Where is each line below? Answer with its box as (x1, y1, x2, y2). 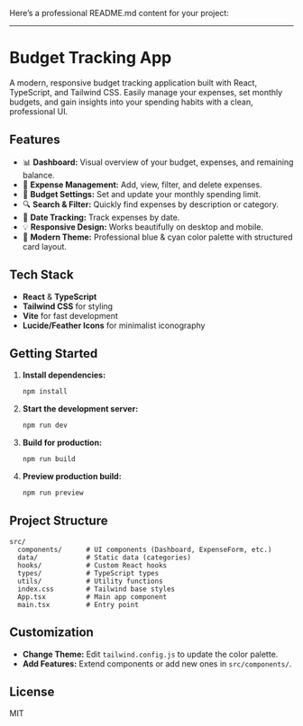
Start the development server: (22, 404, 139, 414)
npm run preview (22, 488, 84, 497)
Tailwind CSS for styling (22, 301, 114, 312)
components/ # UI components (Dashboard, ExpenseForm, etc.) (17, 545, 272, 554)
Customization (9, 625, 95, 640)
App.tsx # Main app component (17, 592, 168, 602)
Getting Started (9, 346, 98, 361)
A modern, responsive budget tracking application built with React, (9, 77, 258, 88)
